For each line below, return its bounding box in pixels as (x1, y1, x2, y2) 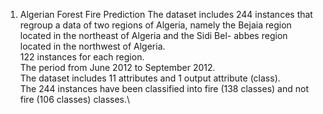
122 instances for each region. (19, 51, 145, 63)
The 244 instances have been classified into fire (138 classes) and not (19, 83, 309, 94)
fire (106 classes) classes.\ (19, 94, 131, 105)
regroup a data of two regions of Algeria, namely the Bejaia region (19, 19, 292, 31)
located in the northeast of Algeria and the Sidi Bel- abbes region (19, 30, 288, 41)
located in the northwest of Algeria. (19, 40, 166, 52)
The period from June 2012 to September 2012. (19, 62, 216, 73)
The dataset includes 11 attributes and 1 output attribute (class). (19, 72, 281, 84)
